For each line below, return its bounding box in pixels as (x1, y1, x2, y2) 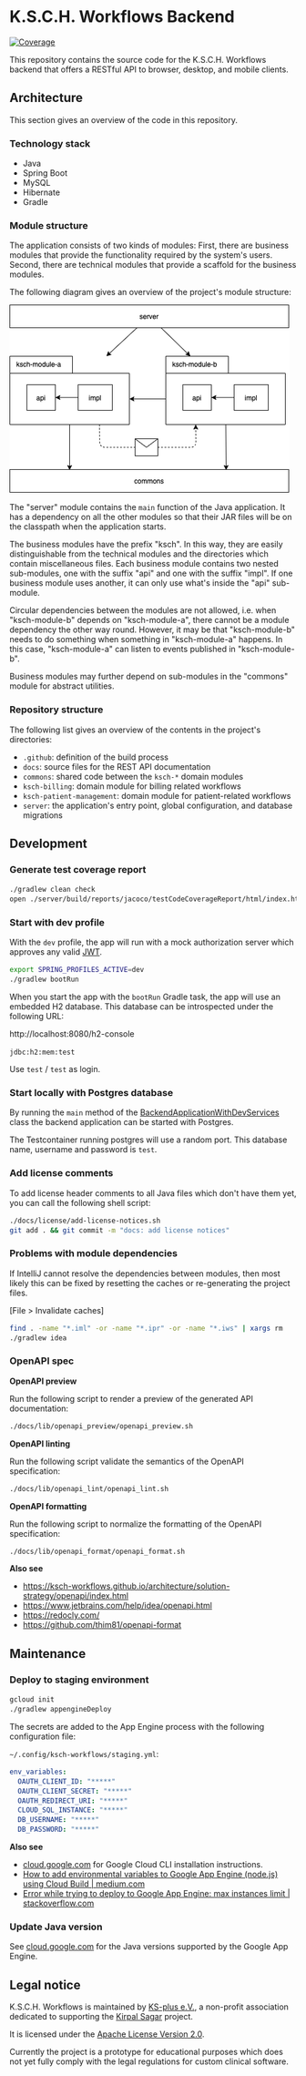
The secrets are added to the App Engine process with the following (9, 1721, 265, 1732)
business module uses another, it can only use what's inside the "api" (9, 578, 270, 588)
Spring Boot (22, 168, 68, 179)
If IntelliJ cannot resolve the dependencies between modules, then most (9, 1268, 280, 1279)
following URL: (9, 1011, 65, 1022)
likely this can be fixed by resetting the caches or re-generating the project (9, 1277, 291, 1288)
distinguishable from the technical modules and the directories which (9, 548, 269, 559)
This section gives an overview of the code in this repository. (9, 114, 239, 125)
